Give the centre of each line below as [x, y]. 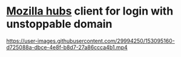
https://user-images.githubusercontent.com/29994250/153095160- [91, 41]
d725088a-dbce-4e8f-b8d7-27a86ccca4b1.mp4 [67, 47]
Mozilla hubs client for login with [90, 11]
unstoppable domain [59, 24]
